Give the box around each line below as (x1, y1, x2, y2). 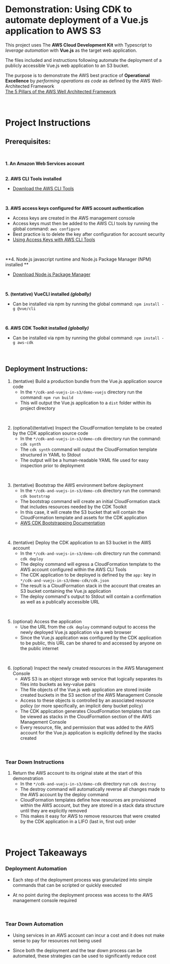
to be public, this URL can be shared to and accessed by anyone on (20, 640, 162, 646)
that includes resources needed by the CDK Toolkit (20, 504, 127, 510)
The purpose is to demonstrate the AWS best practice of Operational (5, 72, 150, 78)
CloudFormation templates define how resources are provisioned (20, 797, 156, 803)
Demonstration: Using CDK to (5, 4, 132, 15)
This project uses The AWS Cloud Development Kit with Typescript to (5, 42, 152, 48)
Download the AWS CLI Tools (12, 185, 74, 191)
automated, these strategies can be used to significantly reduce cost (12, 952, 156, 959)
